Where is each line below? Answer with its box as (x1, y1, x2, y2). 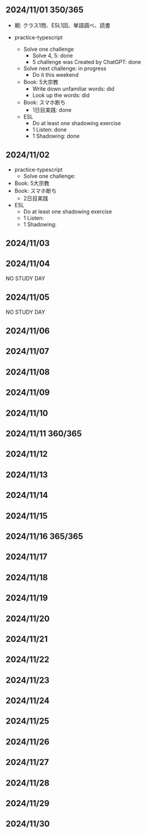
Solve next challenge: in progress (23, 65, 107, 72)
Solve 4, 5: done (32, 51, 73, 59)
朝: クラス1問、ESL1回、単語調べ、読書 (14, 21, 111, 29)
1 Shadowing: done (32, 132, 80, 140)
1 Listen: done (32, 126, 67, 133)
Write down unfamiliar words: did (32, 85, 115, 92)
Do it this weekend (32, 71, 79, 78)
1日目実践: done (32, 106, 72, 114)
